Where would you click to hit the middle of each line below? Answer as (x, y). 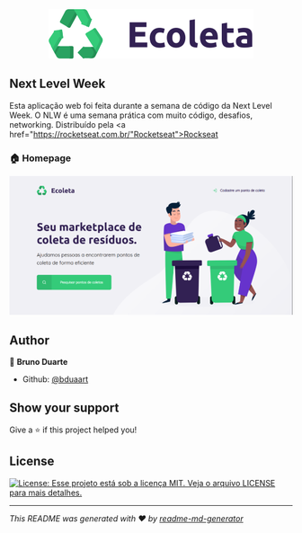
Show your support (64, 408)
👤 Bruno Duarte (39, 362)
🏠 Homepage (40, 158)
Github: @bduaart (55, 379)
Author (29, 340)
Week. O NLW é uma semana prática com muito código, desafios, (131, 115)
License (32, 462)
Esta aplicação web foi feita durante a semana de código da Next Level (141, 105)
